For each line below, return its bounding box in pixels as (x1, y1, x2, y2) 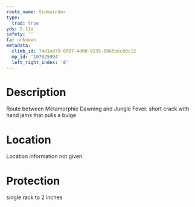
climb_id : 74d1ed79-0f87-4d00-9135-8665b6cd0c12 (11, 48, 136, 54)
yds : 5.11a (6, 25, 34, 32)
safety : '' (6, 31, 34, 37)
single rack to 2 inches (6, 194, 63, 201)
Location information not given (6, 153, 83, 160)
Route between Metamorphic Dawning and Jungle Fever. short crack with (6, 105, 190, 112)
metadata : (6, 43, 31, 49)
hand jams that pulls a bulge (6, 112, 77, 119)
